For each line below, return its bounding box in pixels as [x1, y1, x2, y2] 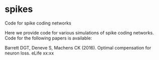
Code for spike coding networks [5, 20, 71, 26]
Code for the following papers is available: [5, 35, 93, 41]
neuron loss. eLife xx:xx [5, 50, 54, 56]
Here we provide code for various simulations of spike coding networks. [5, 29, 154, 35]
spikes [5, 3, 33, 15]
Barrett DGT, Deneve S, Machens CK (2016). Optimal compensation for [5, 44, 151, 50]
